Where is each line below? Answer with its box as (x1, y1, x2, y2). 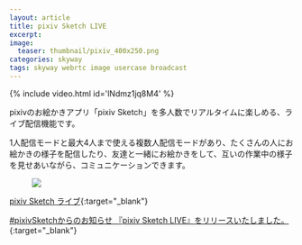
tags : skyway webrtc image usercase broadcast (9, 64, 188, 73)
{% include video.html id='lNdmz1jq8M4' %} (9, 87, 175, 99)
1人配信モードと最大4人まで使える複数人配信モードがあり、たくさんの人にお (9, 137, 294, 148)
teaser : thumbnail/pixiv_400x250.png (17, 47, 160, 56)
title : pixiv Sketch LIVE (9, 22, 106, 31)
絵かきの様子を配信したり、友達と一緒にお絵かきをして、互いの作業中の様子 (9, 148, 293, 159)
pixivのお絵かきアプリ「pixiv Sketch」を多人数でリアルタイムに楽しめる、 (9, 106, 286, 117)
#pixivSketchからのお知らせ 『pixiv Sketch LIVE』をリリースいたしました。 (9, 214, 289, 225)
